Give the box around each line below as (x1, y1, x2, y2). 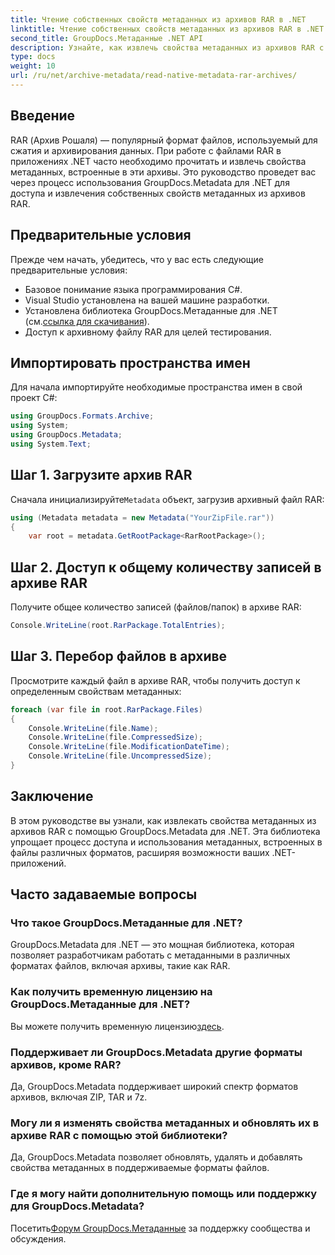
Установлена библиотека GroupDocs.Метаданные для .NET (24, 304, 278, 316)
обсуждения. (10, 1232, 67, 1245)
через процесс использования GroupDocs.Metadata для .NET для (10, 176, 290, 188)
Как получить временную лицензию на (10, 985, 213, 999)
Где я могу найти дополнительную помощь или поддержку (10, 1187, 318, 1201)
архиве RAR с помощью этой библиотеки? (10, 1128, 228, 1142)
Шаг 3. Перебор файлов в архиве (10, 648, 228, 665)
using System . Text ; (10, 439, 92, 449)
